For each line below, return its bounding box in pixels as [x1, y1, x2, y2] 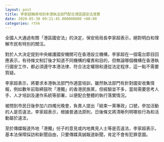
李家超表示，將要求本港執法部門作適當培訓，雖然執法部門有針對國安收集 [5, 80, 150, 86]
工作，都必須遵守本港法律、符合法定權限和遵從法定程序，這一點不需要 [18, 64, 159, 70]
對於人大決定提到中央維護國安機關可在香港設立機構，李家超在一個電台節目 [5, 51, 155, 57]
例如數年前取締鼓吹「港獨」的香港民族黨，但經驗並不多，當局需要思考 [13, 86, 155, 92]
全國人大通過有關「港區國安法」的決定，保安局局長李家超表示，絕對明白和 [5, 35, 155, 41]
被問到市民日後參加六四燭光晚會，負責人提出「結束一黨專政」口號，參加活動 [5, 103, 159, 109]
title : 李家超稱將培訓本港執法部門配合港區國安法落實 [5, 12, 101, 17]
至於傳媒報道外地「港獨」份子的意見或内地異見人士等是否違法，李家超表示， [5, 125, 159, 131]
